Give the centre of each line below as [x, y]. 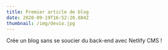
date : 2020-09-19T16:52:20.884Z [48, 18]
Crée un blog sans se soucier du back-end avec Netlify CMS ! [84, 41]
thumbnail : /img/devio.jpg [41, 23]
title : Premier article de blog [48, 12]
